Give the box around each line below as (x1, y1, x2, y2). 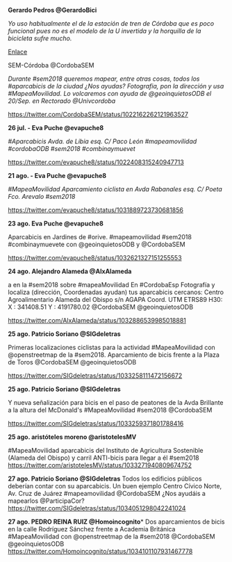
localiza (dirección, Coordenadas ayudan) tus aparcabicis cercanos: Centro (8, 288, 224, 296)
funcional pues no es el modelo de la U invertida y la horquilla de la (8, 27, 201, 35)
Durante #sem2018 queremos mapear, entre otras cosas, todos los (8, 74, 200, 83)
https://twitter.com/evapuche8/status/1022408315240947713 (8, 158, 185, 166)
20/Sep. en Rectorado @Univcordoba (8, 97, 116, 105)
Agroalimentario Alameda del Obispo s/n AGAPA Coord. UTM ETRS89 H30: (8, 296, 223, 303)
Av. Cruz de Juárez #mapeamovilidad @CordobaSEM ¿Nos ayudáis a (8, 490, 206, 497)
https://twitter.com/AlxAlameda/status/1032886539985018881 (8, 316, 187, 324)
